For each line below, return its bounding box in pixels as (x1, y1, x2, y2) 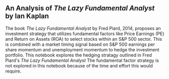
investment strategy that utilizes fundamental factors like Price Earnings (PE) (5, 30, 165, 37)
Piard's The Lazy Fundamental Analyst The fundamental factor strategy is (5, 57, 159, 63)
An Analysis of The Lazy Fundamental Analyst (5, 4, 155, 13)
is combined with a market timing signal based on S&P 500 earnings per (5, 41, 155, 47)
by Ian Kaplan (5, 12, 49, 21)
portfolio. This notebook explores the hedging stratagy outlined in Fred (5, 52, 152, 58)
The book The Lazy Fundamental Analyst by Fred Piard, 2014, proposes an (5, 25, 161, 31)
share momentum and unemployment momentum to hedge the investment (5, 46, 160, 52)
